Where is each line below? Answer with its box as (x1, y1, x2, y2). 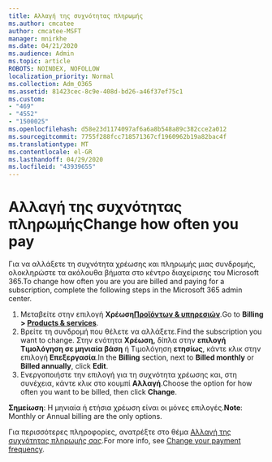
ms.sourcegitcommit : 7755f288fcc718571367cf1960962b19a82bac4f (8, 132, 227, 140)
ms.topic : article (8, 58, 71, 66)
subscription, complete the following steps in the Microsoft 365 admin (8, 285, 243, 295)
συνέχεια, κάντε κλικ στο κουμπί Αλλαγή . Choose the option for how (19, 378, 253, 388)
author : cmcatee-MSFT (8, 27, 82, 35)
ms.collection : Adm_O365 (8, 80, 93, 88)
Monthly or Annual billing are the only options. (8, 412, 162, 421)
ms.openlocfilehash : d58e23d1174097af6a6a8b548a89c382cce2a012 (8, 125, 227, 133)
